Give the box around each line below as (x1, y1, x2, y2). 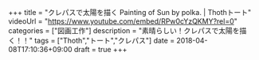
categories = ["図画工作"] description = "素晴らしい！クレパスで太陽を (8, 26, 241, 35)
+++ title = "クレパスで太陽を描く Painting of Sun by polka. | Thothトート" (8, 8, 252, 17)
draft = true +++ (74, 45, 128, 54)
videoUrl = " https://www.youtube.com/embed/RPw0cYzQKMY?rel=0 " (8, 17, 237, 26)
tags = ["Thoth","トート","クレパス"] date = (34, 36, 175, 45)
